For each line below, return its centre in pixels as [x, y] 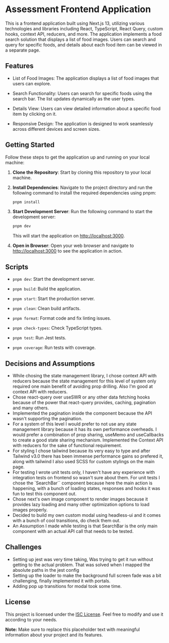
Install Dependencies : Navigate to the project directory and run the [82, 187]
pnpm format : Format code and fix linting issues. [62, 318]
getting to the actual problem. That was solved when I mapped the [81, 565]
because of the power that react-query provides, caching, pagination [84, 402]
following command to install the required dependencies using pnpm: [84, 192]
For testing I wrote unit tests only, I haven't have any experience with [83, 472]
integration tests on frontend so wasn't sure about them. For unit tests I [86, 477]
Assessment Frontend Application [78, 9]
